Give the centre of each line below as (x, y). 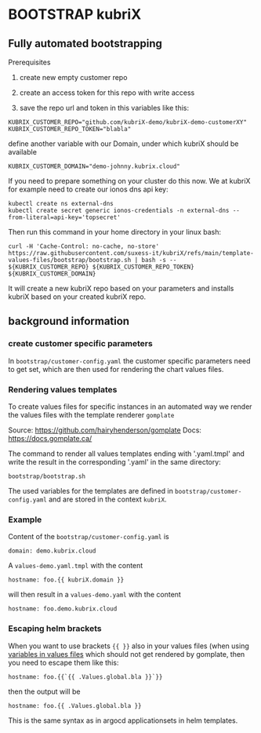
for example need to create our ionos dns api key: (88, 189)
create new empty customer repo (73, 77)
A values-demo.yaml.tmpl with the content (76, 566)
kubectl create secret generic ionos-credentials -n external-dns (119, 210)
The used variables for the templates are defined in (91, 490)
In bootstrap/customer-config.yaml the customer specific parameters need (129, 361)
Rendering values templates (63, 389)
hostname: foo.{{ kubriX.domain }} (66, 580)
